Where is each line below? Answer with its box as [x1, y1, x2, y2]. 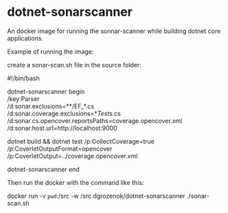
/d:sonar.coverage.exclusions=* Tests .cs [7, 109, 122, 117]
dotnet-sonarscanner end [7, 165, 80, 173]
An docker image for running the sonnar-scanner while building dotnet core [7, 27, 221, 35]
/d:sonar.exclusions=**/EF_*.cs [7, 102, 95, 110]
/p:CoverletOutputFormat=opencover [7, 144, 113, 153]
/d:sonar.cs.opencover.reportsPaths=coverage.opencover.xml [7, 116, 183, 124]
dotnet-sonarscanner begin [7, 87, 85, 96]
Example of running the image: [7, 47, 94, 56]
